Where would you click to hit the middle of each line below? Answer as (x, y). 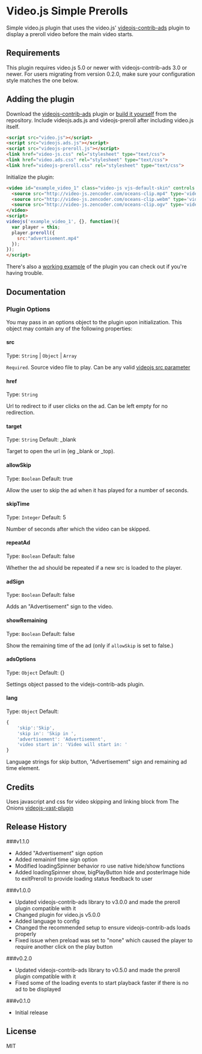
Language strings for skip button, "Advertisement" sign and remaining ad (97, 762)
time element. (23, 768)
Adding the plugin (41, 100)
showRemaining (27, 620)
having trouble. (25, 273)
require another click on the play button (64, 946)
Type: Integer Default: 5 (36, 517)
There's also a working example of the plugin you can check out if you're (97, 267)
